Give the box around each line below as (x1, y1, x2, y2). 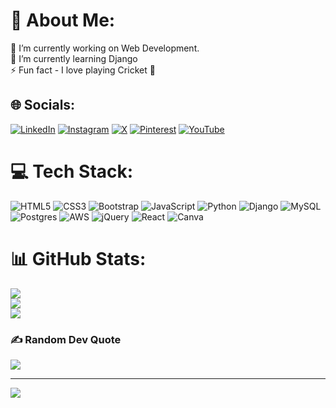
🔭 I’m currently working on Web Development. (10, 42, 200, 54)
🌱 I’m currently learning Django (10, 52, 138, 64)
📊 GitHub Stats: (10, 247, 147, 270)
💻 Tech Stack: (10, 160, 134, 183)
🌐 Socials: (10, 97, 76, 114)
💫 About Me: (10, 9, 116, 32)
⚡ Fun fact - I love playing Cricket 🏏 (10, 64, 156, 76)
